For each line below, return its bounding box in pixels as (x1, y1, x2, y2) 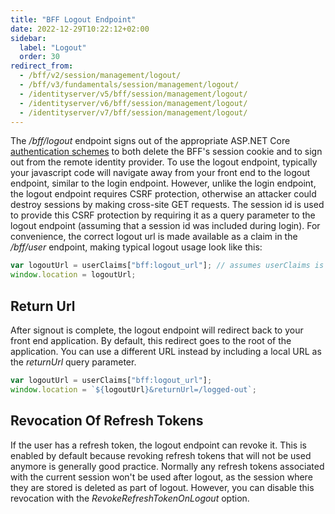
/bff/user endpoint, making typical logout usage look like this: (10, 241, 263, 253)
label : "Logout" (19, 42, 87, 53)
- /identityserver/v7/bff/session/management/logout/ (19, 107, 248, 118)
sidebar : (10, 33, 47, 43)
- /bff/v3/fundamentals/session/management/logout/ (19, 80, 240, 90)
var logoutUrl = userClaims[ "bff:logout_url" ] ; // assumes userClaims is (10, 261, 325, 271)
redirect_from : (10, 61, 74, 71)
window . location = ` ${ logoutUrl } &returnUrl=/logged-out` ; (10, 384, 257, 395)
